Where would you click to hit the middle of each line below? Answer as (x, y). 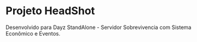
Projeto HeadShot (50, 11)
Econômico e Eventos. (33, 33)
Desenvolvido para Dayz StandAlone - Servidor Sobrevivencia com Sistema (98, 27)
